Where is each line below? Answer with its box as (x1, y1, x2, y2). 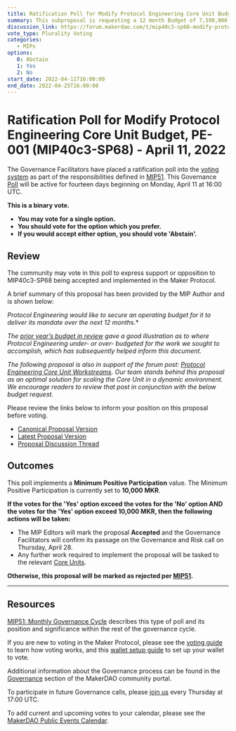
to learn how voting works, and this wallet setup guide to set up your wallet (7, 645, 225, 654)
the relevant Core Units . (17, 558, 86, 566)
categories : (7, 36, 42, 43)
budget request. (7, 390, 54, 398)
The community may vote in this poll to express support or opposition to (7, 269, 216, 277)
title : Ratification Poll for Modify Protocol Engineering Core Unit (7, 10, 216, 18)
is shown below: (7, 297, 54, 305)
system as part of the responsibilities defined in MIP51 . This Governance (7, 173, 217, 181)
